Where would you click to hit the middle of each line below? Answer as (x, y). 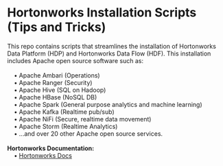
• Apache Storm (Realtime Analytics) (66, 126)
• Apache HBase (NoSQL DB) (55, 97)
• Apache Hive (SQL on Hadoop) (60, 90)
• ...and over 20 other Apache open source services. (88, 133)
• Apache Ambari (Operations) (57, 75)
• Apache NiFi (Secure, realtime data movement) (82, 119)
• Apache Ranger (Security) (53, 82)
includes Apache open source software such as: (75, 60)
